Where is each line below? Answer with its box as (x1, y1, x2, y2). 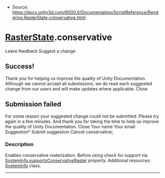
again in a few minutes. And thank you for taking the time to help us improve (5, 118, 159, 124)
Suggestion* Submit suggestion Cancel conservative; (5, 129, 113, 135)
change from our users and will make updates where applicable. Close (5, 86, 148, 91)
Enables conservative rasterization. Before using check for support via (5, 152, 148, 158)
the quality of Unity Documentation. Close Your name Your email (5, 123, 136, 129)
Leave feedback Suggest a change (5, 48, 76, 54)
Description (5, 141, 34, 148)
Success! (5, 62, 34, 71)
